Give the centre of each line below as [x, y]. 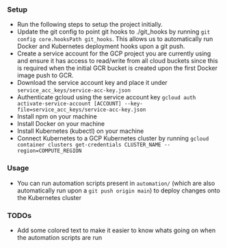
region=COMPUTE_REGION [49, 151]
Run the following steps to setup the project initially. [90, 25]
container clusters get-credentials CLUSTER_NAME [89, 145]
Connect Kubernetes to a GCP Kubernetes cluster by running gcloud [113, 138]
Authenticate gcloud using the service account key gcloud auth [106, 97]
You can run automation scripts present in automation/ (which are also [116, 183]
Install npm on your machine [57, 116]
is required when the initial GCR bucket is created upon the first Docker [117, 68]
